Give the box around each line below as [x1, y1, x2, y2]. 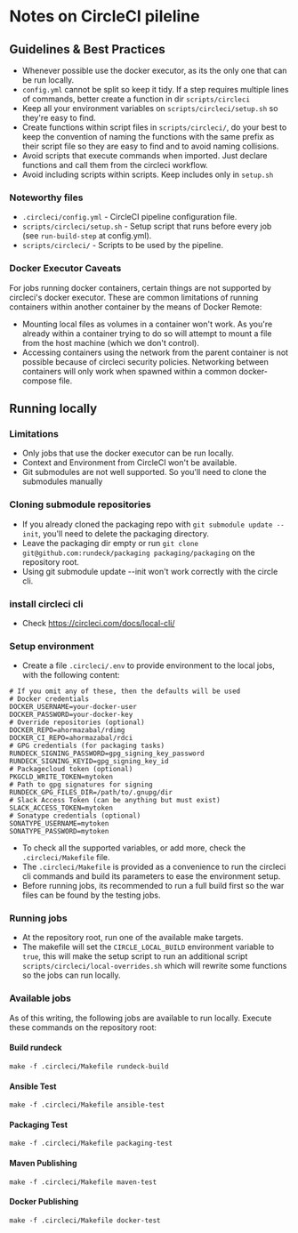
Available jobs [9, 992, 71, 1004]
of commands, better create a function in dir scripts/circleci [21, 93, 251, 104]
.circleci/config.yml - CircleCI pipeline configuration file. [21, 212, 238, 222]
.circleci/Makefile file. [21, 852, 110, 863]
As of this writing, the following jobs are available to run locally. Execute [9, 1012, 272, 1023]
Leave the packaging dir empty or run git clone [21, 537, 198, 548]
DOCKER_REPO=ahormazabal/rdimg [9, 726, 125, 735]
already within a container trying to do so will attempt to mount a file [21, 327, 272, 339]
